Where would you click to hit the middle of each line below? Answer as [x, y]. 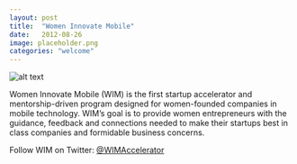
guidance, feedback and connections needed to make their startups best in [148, 123]
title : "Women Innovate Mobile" [72, 26]
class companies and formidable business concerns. [107, 132]
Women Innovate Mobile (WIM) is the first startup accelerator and [131, 95]
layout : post [34, 18]
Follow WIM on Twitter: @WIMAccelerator [87, 150]
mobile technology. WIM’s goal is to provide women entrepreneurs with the [148, 114]
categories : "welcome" [52, 51]
